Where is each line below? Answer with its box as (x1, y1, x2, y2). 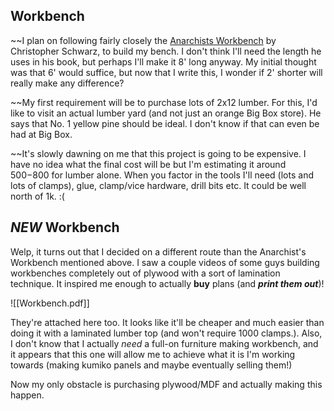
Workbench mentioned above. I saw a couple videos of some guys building (10, 256, 320, 268)
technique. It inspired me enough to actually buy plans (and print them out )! (10, 277, 325, 289)
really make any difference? (10, 77, 125, 89)
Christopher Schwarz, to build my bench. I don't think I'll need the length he (10, 45, 322, 57)
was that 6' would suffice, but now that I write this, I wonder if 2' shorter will (10, 66, 323, 78)
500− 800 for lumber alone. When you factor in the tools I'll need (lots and (10, 169, 314, 181)
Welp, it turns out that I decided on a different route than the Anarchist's (10, 245, 307, 258)
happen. (10, 389, 45, 401)
